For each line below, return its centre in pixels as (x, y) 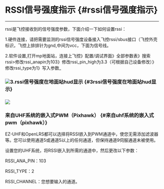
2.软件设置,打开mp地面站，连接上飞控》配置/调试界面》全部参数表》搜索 (78, 56)
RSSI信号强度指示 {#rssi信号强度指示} (82, 10)
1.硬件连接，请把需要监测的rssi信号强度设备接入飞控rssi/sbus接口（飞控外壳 (81, 39)
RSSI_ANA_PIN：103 (26, 161)
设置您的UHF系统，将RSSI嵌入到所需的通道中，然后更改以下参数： (72, 151)
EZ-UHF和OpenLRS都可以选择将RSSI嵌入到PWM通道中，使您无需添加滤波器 (82, 134)
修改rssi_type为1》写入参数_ (33, 68)
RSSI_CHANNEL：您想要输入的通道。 (42, 182)
